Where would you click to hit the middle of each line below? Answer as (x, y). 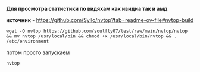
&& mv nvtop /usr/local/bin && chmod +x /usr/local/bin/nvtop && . (92, 36)
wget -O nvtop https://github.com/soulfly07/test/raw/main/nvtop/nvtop (97, 31)
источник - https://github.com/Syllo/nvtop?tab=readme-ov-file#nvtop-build (100, 20)
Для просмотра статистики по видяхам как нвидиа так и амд (87, 9)
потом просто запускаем (38, 52)
